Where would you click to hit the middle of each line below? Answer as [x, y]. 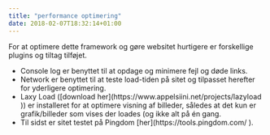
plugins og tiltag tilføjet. [48, 55]
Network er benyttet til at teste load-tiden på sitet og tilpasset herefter [137, 79]
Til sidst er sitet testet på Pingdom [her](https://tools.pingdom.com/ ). [137, 122]
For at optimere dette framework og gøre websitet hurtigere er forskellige [131, 46]
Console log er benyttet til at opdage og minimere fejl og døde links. [134, 70]
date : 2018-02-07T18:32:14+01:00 [65, 23]
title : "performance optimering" [65, 16]
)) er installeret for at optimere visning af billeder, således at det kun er [138, 105]
